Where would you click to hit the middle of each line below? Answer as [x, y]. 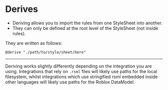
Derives [22, 9]
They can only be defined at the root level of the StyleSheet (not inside [85, 28]
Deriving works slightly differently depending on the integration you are [78, 66]
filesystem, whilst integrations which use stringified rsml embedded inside [81, 77]
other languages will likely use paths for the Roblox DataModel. [70, 82]
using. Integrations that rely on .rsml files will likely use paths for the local [81, 71]
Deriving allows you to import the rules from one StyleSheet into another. [87, 23]
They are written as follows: [34, 43]
